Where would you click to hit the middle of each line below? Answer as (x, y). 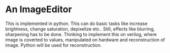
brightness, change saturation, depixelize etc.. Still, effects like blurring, (80, 29)
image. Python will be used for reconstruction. (54, 45)
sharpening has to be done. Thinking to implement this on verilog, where (81, 34)
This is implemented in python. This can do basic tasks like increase (76, 23)
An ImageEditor (39, 9)
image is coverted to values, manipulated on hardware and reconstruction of (85, 40)
